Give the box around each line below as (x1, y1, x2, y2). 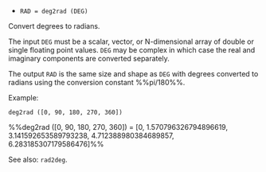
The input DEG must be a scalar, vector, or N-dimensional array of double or (8, 37, 255, 46)
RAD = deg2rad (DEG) (19, 7, 88, 15)
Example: (8, 93, 39, 102)
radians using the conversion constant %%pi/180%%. (8, 78, 186, 87)
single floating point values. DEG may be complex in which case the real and (8, 45, 256, 54)
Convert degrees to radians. (8, 21, 100, 30)
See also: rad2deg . (8, 154, 68, 164)
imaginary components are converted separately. (8, 54, 170, 63)
